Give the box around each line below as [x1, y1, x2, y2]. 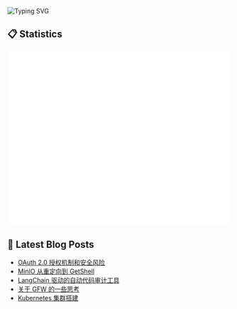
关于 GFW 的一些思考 [17, 285, 80, 293]
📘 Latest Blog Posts [7, 239, 94, 251]
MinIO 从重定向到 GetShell [17, 267, 94, 276]
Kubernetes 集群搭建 [17, 294, 79, 303]
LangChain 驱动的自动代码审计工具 [17, 276, 120, 285]
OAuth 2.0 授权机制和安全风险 [17, 258, 105, 267]
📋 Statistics [7, 28, 62, 41]
